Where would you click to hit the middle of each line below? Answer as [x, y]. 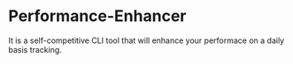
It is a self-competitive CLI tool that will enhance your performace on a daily [146, 40]
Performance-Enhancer [97, 16]
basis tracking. [35, 49]
